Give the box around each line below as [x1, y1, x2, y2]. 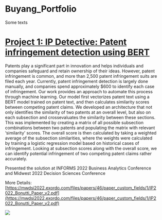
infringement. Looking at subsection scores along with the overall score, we [5, 145, 157, 151]
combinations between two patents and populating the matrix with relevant [5, 125, 155, 131]
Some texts [5, 19, 28, 25]
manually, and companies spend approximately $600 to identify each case [5, 84, 155, 89]
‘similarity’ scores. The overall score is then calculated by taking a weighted [5, 130, 157, 135]
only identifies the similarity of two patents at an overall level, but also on [5, 109, 151, 115]
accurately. [5, 155, 28, 161]
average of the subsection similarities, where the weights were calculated [5, 135, 153, 141]
